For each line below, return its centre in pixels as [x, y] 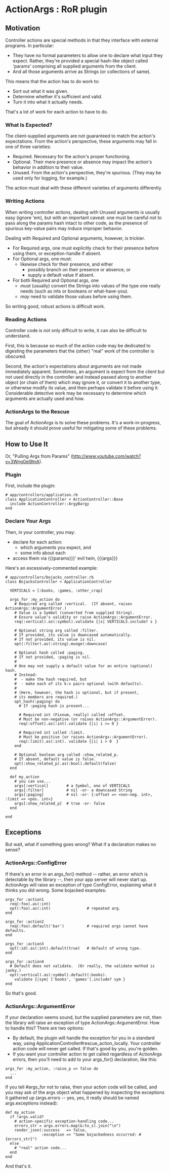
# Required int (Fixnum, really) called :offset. [72, 715]
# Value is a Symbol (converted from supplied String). [75, 613]
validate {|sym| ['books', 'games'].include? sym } [70, 979]
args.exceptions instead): [32, 1103]
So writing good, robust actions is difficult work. [55, 306]
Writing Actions [25, 201]
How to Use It [27, 444]
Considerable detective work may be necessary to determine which [76, 393]
